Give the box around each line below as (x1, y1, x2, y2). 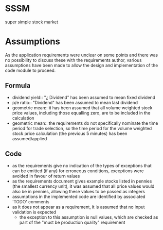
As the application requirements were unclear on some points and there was (5, 52, 158, 58)
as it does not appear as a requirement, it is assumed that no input (12, 204, 145, 210)
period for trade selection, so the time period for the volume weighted (12, 125, 152, 131)
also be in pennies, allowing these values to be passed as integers (12, 188, 145, 194)
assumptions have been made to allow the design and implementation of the (5, 62, 158, 68)
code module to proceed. (5, 67, 56, 73)
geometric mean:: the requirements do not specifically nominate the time (12, 120, 158, 126)
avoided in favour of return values (12, 173, 80, 179)
